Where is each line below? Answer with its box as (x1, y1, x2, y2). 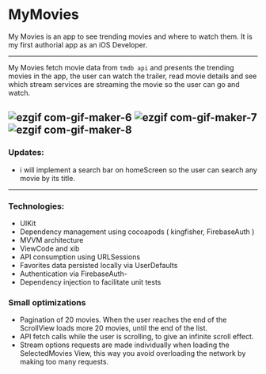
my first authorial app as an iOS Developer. (8, 40, 148, 49)
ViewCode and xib (19, 244, 80, 253)
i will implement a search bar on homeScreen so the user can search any (19, 164, 257, 175)
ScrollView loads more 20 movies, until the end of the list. (19, 323, 208, 333)
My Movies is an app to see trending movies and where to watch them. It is (8, 32, 253, 41)
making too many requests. (19, 357, 109, 367)
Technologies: (8, 200, 65, 211)
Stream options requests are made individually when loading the (19, 340, 230, 349)
